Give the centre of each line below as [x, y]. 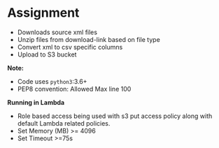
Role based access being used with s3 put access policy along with [115, 116]
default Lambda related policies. [64, 123]
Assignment [43, 13]
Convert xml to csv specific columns [70, 47]
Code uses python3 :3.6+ [52, 81]
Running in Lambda [36, 102]
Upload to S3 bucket [47, 54]
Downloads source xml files [57, 32]
